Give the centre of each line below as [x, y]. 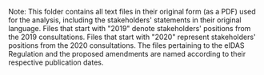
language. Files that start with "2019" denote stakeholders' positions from [130, 28]
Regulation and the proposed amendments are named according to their [127, 54]
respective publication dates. [56, 62]
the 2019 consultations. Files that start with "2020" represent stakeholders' [132, 37]
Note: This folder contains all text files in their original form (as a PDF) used [132, 12]
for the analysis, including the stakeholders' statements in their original [125, 20]
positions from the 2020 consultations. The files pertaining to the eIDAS [126, 45]
